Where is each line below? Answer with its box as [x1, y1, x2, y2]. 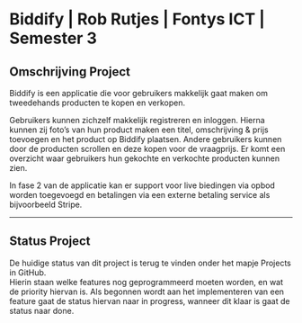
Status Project [9, 234, 92, 249]
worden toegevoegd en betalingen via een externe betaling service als [9, 190, 271, 200]
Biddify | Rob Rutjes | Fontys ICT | [9, 9, 265, 30]
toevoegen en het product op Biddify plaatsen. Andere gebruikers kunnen [9, 134, 282, 144]
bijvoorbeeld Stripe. [9, 199, 83, 210]
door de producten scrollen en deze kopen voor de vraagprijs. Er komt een [9, 144, 286, 154]
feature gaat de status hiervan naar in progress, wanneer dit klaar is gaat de [9, 295, 290, 306]
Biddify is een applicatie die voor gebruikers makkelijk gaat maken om [9, 88, 268, 98]
